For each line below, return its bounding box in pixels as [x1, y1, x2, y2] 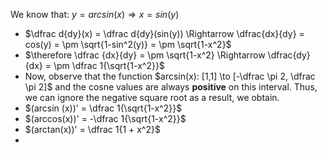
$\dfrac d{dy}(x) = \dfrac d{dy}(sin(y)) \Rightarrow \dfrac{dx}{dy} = [24, 28, 305, 39]
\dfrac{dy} [267, 49, 311, 61]
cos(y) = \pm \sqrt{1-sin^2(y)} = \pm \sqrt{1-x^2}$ [24, 39, 232, 50]
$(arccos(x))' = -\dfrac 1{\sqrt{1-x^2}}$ [24, 113, 187, 124]
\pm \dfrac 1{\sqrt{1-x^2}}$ [53, 60, 165, 71]
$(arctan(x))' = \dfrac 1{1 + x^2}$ [24, 124, 161, 135]
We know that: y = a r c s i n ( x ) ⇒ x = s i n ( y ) [10, 9, 180, 20]
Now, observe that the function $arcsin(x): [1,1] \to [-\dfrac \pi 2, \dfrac [24, 70, 316, 82]
